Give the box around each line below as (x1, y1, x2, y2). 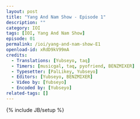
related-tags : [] (6, 90, 49, 96)
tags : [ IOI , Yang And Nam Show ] (6, 30, 85, 36)
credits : (6, 52, 28, 58)
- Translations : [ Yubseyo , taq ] (11, 57, 91, 63)
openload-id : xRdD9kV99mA (6, 47, 69, 53)
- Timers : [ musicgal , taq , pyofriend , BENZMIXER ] (11, 63, 135, 69)
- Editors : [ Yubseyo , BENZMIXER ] (11, 74, 93, 80)
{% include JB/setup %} (6, 106, 64, 113)
